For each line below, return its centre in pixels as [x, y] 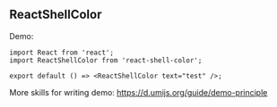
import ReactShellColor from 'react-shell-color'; [106, 60]
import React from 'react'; [62, 53]
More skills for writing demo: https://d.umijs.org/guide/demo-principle [138, 92]
